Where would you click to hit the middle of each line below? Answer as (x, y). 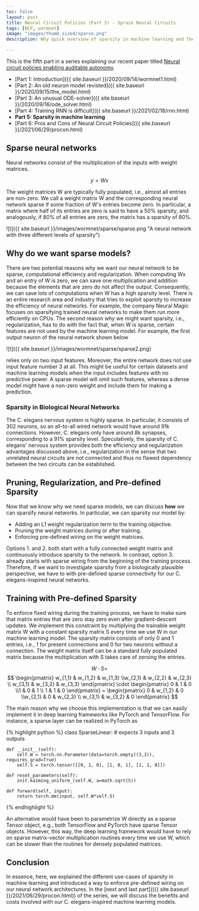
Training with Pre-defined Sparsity (72, 599)
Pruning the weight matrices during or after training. (78, 530)
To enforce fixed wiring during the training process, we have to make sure (96, 612)
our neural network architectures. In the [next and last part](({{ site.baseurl (97, 889)
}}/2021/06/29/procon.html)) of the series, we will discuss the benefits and (97, 896)
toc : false (20, 12)
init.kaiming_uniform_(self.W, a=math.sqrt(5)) (76, 780)
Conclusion (28, 862)
